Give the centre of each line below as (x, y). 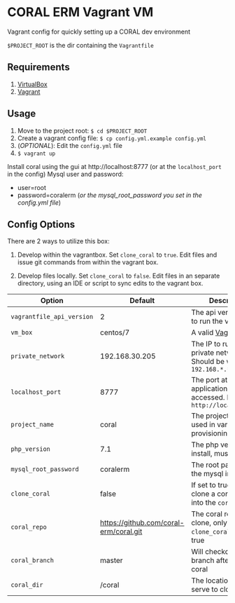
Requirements (38, 67)
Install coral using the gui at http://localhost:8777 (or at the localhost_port (114, 166)
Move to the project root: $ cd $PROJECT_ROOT (82, 130)
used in (203, 425)
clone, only (209, 523)
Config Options (41, 224)
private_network (38, 356)
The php (205, 445)
